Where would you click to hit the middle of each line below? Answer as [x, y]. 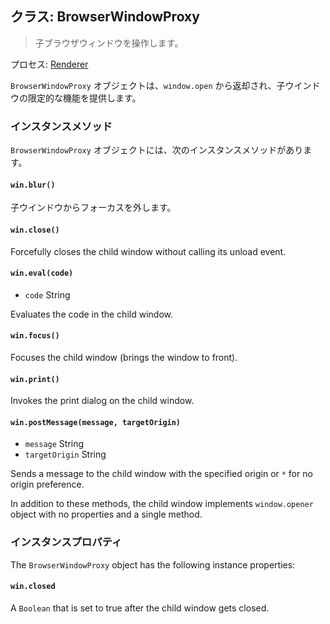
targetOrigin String [65, 454]
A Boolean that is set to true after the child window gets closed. [140, 608]
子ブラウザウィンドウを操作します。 [109, 43]
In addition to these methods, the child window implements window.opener [162, 504]
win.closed [33, 587]
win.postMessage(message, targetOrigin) [96, 422]
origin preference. [47, 484]
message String [54, 444]
